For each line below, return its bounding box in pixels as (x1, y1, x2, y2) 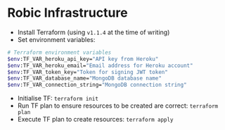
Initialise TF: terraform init (17, 94, 98, 103)
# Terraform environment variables (7, 49, 112, 56)
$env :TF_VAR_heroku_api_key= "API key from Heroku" (7, 55, 159, 62)
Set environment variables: (17, 35, 96, 43)
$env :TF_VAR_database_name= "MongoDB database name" (7, 75, 162, 82)
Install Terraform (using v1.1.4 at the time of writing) (17, 28, 170, 36)
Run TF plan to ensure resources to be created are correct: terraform (17, 101, 219, 110)
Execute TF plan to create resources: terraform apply (17, 115, 174, 124)
